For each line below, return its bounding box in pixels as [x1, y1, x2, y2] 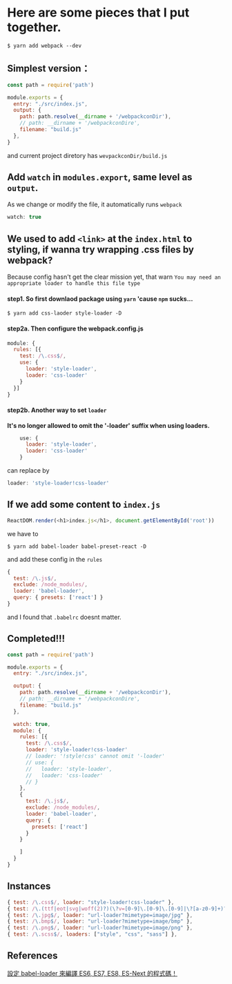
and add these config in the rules [7, 555, 103, 563]
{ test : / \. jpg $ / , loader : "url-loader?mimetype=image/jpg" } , [7, 912, 193, 918]
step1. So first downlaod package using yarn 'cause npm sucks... [7, 295, 193, 303]
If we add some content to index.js [7, 499, 161, 511]
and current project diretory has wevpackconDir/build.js [7, 151, 168, 159]
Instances [7, 880, 51, 892]
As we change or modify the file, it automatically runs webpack [7, 200, 182, 208]
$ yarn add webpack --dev [7, 42, 81, 49]
